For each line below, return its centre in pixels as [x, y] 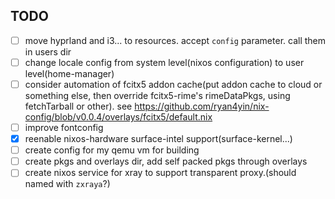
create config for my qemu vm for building [112, 150]
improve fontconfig [64, 127]
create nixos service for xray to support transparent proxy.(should [160, 173]
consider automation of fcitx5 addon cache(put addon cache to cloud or [173, 84]
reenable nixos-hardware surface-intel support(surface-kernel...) [158, 139]
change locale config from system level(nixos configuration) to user [164, 62]
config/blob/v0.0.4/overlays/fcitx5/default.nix [118, 117]
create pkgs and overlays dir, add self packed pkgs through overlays [166, 161]
